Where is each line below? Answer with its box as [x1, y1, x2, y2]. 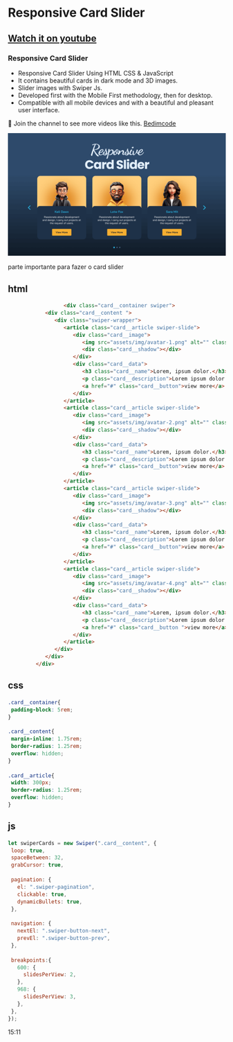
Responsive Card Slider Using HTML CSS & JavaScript [17, 69, 174, 77]
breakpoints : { [10, 957, 52, 964]
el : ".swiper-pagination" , [17, 883, 95, 890]
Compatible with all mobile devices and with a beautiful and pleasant [17, 98, 214, 107]
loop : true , [10, 847, 46, 854]
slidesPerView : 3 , [23, 993, 77, 1000]
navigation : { [10, 920, 52, 927]
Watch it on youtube [8, 33, 97, 44]
